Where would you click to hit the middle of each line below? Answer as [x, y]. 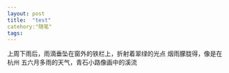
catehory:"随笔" [30, 26]
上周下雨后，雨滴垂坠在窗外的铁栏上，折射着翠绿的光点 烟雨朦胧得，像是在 [115, 54]
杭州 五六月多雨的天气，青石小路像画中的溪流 [72, 63]
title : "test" [29, 20]
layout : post [26, 14]
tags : [15, 33]
